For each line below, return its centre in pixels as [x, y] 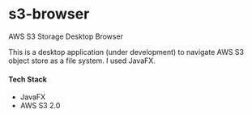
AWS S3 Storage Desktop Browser [66, 36]
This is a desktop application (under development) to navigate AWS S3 [126, 52]
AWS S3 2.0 [40, 106]
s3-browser [49, 14]
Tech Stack [28, 79]
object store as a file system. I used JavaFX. [82, 61]
